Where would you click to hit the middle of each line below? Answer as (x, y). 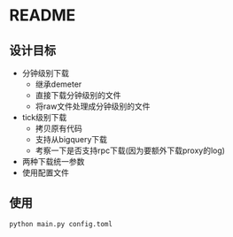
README (43, 15)
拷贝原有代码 (58, 128)
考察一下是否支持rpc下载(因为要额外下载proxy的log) (130, 150)
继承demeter (58, 84)
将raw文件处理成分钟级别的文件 (93, 106)
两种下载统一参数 (53, 161)
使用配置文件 (45, 172)
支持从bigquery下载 (71, 139)
